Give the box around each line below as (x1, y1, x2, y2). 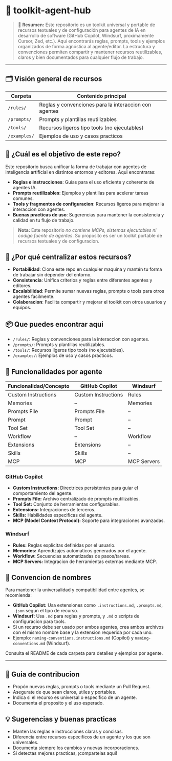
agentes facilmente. (12, 293, 55, 299)
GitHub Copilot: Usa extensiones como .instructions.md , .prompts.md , (12, 602, 163, 608)
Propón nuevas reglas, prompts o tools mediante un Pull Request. (12, 684, 151, 690)
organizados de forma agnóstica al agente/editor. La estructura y (17, 43, 155, 49)
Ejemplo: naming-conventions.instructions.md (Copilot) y (12, 635, 134, 641)
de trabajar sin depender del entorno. (12, 272, 92, 278)
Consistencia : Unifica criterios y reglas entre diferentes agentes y (12, 277, 153, 284)
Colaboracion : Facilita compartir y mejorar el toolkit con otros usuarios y (12, 299, 166, 305)
